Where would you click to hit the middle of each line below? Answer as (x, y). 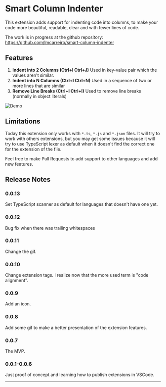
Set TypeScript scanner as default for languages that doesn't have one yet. (82, 204)
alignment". (17, 281)
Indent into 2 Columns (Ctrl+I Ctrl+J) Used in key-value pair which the (84, 70)
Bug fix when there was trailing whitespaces (50, 228)
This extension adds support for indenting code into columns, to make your (82, 22)
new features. (19, 164)
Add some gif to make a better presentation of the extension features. (76, 328)
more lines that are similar (39, 86)
